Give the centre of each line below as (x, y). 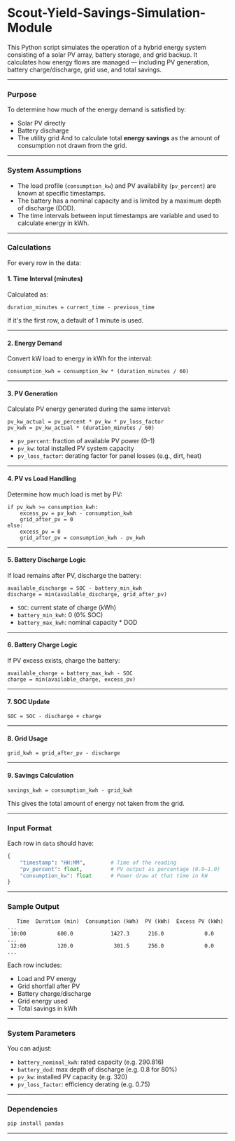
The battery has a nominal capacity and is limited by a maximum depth (119, 201)
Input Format (30, 828)
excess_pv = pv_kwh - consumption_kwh (76, 513)
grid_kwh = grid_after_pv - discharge (64, 753)
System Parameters (42, 1033)
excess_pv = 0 (40, 532)
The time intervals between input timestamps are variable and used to (118, 215)
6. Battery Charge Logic (43, 645)
